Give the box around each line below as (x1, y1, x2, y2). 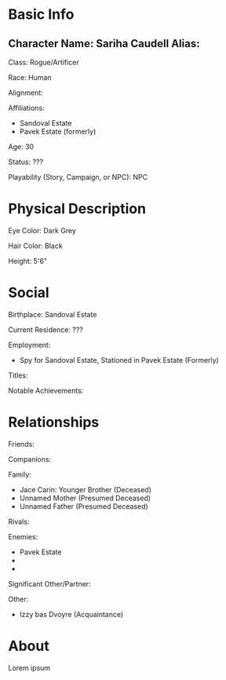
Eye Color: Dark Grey (8, 225, 77, 235)
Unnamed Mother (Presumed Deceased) (19, 493, 151, 503)
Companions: (8, 454, 52, 464)
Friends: (8, 439, 35, 448)
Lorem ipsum (8, 663, 51, 672)
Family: (8, 470, 31, 479)
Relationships (8, 414, 100, 431)
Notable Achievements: (8, 386, 84, 395)
